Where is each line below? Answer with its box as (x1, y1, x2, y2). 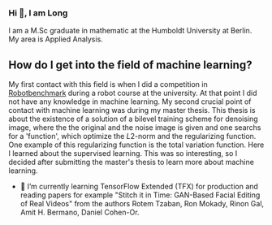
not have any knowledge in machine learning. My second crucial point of (8, 97, 252, 106)
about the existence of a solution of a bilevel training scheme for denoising (8, 114, 258, 124)
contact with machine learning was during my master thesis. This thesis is (8, 106, 256, 115)
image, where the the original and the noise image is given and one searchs (8, 123, 261, 132)
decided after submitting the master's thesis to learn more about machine (8, 158, 254, 167)
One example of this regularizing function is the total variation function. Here (8, 140, 265, 149)
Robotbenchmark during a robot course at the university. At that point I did (8, 89, 257, 98)
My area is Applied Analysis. (8, 34, 103, 44)
